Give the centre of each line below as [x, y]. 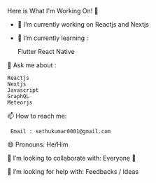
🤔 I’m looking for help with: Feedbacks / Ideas [73, 171]
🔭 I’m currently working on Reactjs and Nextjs [83, 24]
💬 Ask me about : [32, 65]
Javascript [23, 90]
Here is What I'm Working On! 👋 [53, 11]
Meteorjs [20, 102]
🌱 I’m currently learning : [53, 38]
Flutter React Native [46, 52]
